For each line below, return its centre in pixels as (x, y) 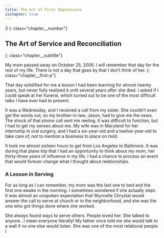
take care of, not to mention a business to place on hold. (62, 136)
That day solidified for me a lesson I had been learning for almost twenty (78, 85)
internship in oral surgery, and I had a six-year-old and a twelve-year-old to (81, 131)
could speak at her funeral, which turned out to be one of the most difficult (80, 95)
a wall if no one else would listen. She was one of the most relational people (82, 226)
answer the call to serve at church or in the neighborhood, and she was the (81, 201)
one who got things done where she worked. (50, 206)
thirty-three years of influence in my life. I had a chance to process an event (82, 156)
